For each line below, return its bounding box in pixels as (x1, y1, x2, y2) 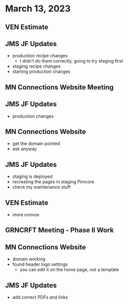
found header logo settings (12, 261, 68, 267)
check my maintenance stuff (12, 184, 71, 190)
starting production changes (12, 69, 70, 75)
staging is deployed (12, 173, 53, 179)
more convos (12, 212, 40, 218)
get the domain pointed (12, 141, 61, 147)
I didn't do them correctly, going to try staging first (19, 58, 123, 64)
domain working (12, 256, 46, 262)
